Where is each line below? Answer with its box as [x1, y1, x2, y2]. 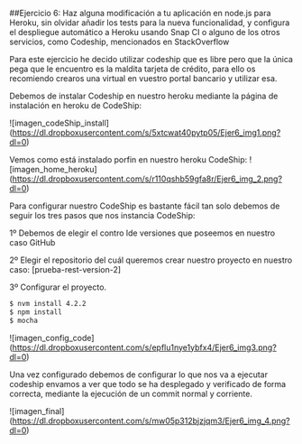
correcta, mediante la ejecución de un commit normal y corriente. [9, 388, 252, 399]
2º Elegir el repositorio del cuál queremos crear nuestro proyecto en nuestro [9, 254, 293, 265]
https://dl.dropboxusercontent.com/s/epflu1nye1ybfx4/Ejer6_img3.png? [12, 342, 277, 353]
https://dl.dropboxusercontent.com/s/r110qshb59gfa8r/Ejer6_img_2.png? [12, 173, 282, 184]
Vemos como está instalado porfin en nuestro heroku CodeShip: [9, 154, 248, 165]
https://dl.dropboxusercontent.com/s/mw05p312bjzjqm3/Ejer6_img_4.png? [12, 415, 290, 426]
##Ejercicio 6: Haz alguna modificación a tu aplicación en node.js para [9, 8, 271, 18]
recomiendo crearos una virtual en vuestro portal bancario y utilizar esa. [9, 73, 278, 84]
